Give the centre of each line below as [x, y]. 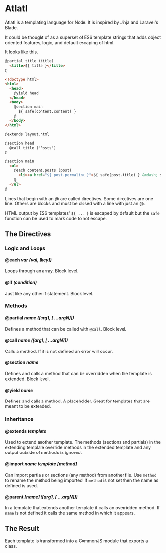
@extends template [26, 431]
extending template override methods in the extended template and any [78, 447]
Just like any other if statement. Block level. [49, 293]
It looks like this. [21, 52]
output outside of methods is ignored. [43, 452]
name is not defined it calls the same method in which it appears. [70, 513]
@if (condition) [21, 282]
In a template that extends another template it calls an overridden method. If [82, 507]
